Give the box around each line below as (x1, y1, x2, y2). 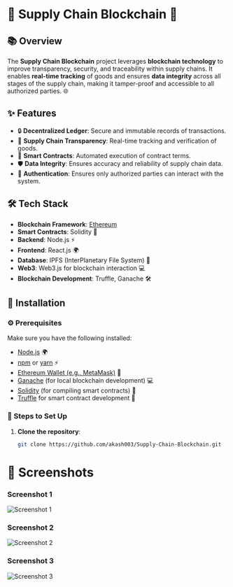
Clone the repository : (17, 427, 81, 436)
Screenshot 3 (7, 556, 55, 566)
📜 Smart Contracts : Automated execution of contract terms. (17, 151, 191, 160)
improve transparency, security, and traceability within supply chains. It (7, 64, 213, 73)
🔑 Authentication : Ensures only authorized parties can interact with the (17, 169, 224, 178)
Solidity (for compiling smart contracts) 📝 (17, 386, 136, 395)
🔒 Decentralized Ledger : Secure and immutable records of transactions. (17, 126, 227, 135)
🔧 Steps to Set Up (7, 411, 68, 421)
